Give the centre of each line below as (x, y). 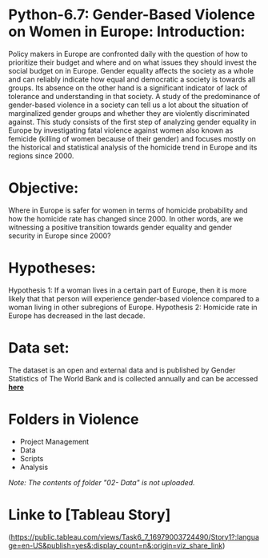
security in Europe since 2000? (60, 235)
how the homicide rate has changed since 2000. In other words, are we (126, 218)
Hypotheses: (52, 268)
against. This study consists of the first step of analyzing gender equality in (132, 122)
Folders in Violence (74, 419)
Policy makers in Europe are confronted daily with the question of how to (128, 54)
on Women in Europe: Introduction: (127, 32)
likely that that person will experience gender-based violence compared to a (134, 298)
